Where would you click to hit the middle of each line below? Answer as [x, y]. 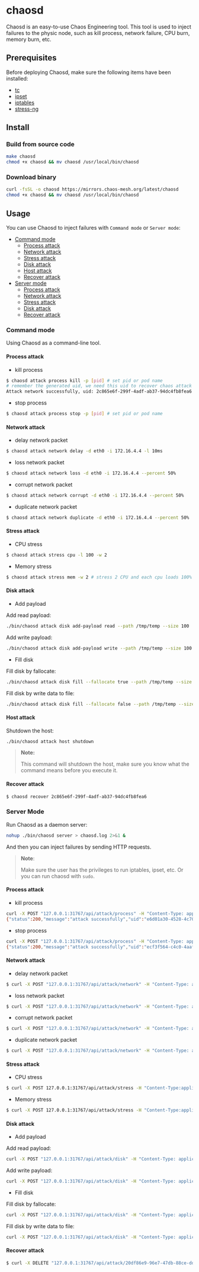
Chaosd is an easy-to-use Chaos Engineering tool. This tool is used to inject [99, 27]
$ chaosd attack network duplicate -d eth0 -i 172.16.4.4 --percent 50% [98, 518]
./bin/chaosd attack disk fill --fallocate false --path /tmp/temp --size [100, 704]
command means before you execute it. [69, 770]
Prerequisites [31, 58]
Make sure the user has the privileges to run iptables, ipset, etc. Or [102, 870]
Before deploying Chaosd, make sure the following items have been [89, 72]
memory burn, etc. [29, 39]
